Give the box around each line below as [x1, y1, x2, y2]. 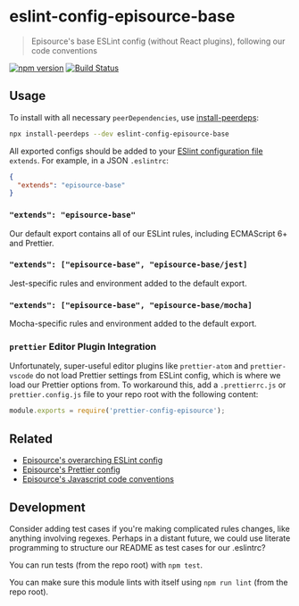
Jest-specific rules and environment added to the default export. [9, 278, 247, 288]
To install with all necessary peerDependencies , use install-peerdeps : [9, 112, 260, 122]
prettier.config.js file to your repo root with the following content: [9, 389, 259, 400]
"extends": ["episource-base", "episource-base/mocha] [9, 300, 253, 310]
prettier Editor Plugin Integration [9, 341, 157, 353]
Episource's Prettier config [21, 464, 120, 475]
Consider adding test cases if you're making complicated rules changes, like [9, 523, 290, 534]
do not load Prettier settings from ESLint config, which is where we [35, 370, 281, 381]
